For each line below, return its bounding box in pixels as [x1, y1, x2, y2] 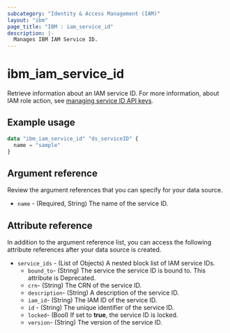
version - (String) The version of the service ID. [27, 318, 162, 327]
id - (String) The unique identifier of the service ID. [27, 304, 174, 312]
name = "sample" [13, 141, 61, 148]
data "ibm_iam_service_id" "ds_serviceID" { [7, 135, 139, 142]
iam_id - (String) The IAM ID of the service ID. [27, 296, 158, 304]
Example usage [7, 116, 75, 129]
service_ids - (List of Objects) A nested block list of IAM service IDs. [17, 259, 215, 268]
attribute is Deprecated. [27, 274, 96, 282]
